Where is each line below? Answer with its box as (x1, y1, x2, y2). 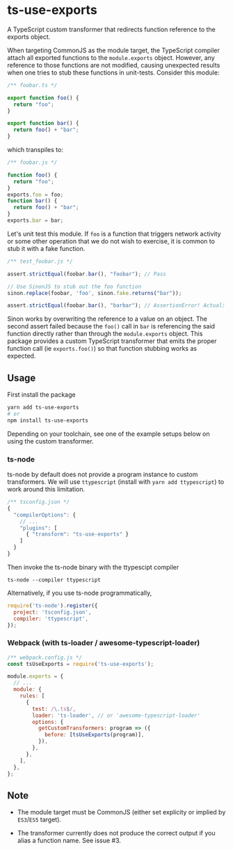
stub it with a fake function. (7, 244, 86, 252)
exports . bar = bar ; (7, 217, 64, 225)
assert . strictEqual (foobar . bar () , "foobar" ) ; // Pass (7, 271, 167, 278)
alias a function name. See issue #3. (17, 836, 122, 845)
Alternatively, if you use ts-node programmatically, (7, 589, 152, 597)
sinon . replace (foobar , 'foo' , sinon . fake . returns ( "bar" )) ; (7, 289, 182, 296)
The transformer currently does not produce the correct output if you (17, 829, 216, 837)
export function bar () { (7, 120, 79, 127)
